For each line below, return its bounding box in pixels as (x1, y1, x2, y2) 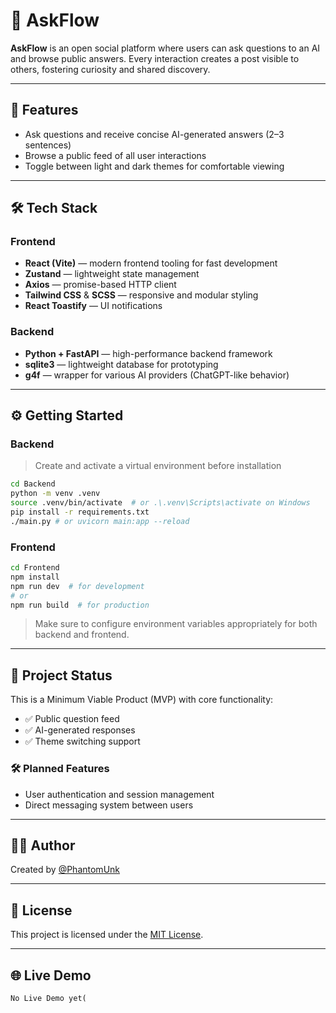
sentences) (24, 139, 72, 151)
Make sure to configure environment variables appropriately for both (34, 618, 318, 630)
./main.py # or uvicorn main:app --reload (10, 516, 190, 526)
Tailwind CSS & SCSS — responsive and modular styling (24, 289, 259, 301)
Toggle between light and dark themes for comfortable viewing (24, 160, 285, 172)
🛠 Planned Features (10, 762, 110, 776)
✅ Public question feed (24, 713, 120, 725)
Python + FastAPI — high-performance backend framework (24, 347, 273, 359)
